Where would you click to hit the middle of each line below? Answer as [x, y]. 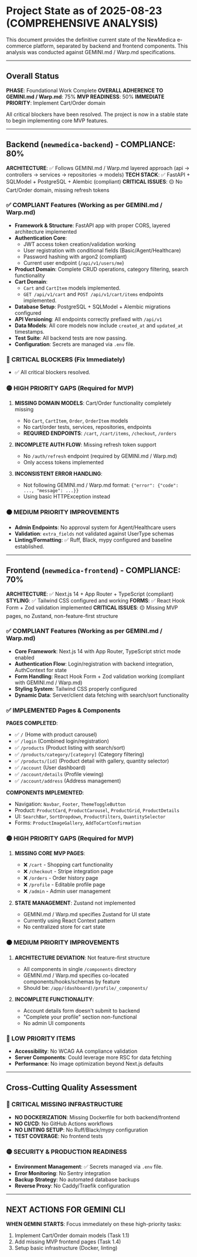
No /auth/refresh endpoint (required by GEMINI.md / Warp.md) [100, 456]
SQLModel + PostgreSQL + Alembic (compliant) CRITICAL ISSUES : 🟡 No [94, 181]
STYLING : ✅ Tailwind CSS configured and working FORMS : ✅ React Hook [96, 600]
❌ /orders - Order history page [61, 878]
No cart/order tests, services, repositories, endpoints [87, 427]
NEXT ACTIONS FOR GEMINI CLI [66, 1210]
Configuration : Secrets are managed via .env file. [74, 344]
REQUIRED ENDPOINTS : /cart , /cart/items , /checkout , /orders [100, 433]
